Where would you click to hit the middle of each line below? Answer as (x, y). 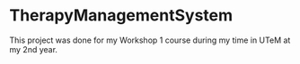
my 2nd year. (34, 49)
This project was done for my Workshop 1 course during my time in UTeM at (150, 40)
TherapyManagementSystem (121, 16)
